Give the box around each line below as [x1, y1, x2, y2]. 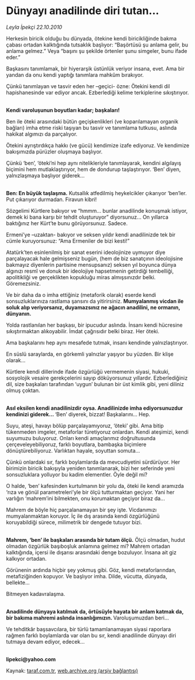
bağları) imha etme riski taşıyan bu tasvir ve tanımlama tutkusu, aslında [6, 124, 177, 131]
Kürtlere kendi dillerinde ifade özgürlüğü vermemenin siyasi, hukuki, [6, 368, 170, 375]
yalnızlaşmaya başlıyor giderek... [6, 172, 85, 179]
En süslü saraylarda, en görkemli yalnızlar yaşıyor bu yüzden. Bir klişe [6, 350, 174, 357]
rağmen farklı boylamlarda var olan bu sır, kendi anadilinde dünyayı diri [6, 632, 177, 639]
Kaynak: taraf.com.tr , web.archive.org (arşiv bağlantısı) [6, 667, 139, 674]
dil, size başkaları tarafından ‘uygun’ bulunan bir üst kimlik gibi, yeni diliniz [6, 380, 184, 387]
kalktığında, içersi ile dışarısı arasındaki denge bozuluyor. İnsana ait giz [6, 548, 177, 556]
